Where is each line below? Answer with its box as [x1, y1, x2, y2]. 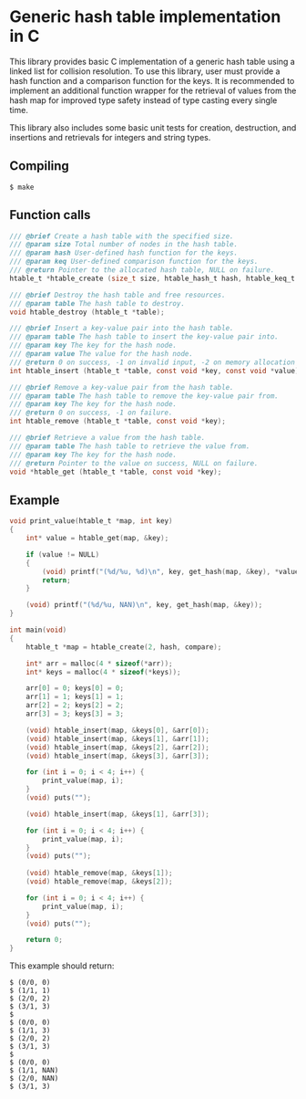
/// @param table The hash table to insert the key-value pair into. [9, 332, 280, 341]
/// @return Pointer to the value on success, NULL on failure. [9, 458, 259, 467]
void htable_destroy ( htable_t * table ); [9, 308, 166, 317]
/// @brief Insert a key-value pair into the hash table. [9, 324, 234, 333]
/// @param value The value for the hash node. [9, 350, 194, 359]
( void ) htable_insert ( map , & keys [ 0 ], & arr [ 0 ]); [25, 726, 209, 735]
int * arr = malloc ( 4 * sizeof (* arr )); [25, 659, 173, 668]
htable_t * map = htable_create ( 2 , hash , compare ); [25, 642, 222, 652]
